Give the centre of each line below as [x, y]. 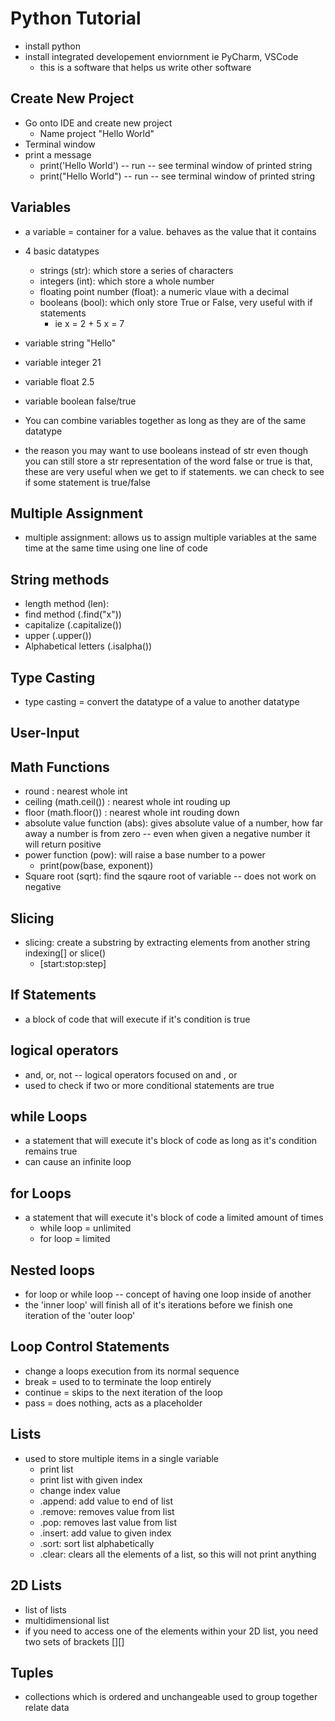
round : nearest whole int [76, 791]
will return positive [63, 844]
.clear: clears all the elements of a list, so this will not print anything [178, 1554]
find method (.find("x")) [73, 614]
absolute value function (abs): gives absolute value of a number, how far [174, 823]
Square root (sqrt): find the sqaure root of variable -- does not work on [170, 876]
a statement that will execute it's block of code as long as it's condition [171, 1141]
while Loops [49, 1117]
